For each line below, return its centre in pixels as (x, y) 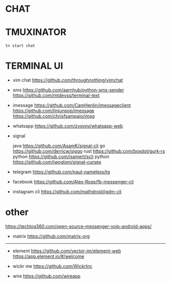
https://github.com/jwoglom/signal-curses (57, 162)
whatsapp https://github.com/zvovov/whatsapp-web (68, 126)
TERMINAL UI (34, 66)
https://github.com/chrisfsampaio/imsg (54, 116)
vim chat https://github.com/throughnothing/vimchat (68, 80)
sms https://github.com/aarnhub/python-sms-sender (68, 90)
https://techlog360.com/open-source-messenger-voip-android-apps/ (78, 226)
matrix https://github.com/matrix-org (51, 236)
